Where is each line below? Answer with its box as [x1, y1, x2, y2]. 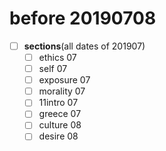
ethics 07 [38, 52, 77, 63]
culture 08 [38, 119, 82, 131]
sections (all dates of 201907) [23, 40, 146, 52]
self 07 [38, 63, 68, 75]
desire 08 [38, 130, 79, 142]
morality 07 [38, 85, 86, 97]
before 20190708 [9, 7, 157, 30]
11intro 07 [38, 97, 79, 109]
